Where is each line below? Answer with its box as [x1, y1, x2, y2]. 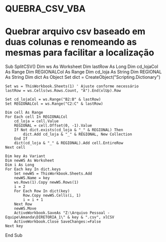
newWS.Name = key [14, 176, 50, 181]
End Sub [5, 233, 23, 239]
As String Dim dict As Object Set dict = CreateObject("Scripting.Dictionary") [5, 74, 161, 80]
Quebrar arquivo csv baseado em [5, 26, 146, 37]
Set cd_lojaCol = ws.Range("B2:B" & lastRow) [5, 97, 101, 102]
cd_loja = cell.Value [14, 119, 59, 124]
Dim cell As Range [5, 110, 43, 115]
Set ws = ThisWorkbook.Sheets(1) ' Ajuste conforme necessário [5, 84, 139, 89]
